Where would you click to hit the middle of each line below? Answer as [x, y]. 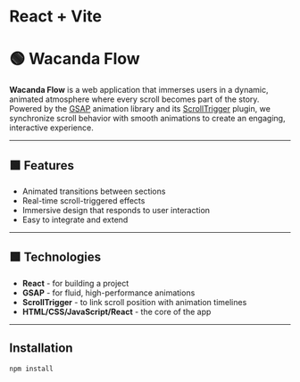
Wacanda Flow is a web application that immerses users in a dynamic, [139, 90]
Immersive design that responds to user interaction [116, 210]
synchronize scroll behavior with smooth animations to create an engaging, [147, 119]
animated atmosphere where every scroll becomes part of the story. [134, 99]
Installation [41, 349]
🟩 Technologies [55, 257]
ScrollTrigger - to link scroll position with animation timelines [134, 302]
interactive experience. [51, 128]
